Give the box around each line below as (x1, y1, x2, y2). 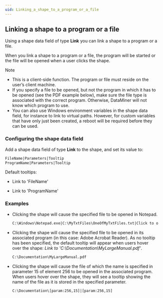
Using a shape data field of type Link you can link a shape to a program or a (5, 38, 157, 44)
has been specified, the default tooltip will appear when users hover (12, 240, 149, 246)
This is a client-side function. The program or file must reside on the (12, 76, 149, 83)
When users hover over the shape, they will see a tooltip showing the (12, 274, 151, 279)
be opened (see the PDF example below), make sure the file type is (12, 92, 147, 98)
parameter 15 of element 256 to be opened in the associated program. (12, 268, 153, 274)
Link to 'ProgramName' (12, 188, 59, 194)
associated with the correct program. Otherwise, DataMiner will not (12, 97, 147, 103)
